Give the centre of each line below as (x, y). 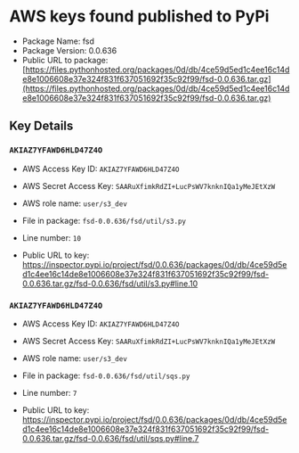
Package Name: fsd (58, 41)
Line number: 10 (52, 237)
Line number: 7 (49, 392)
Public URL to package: (65, 60)
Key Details (41, 126)
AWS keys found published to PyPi (139, 16)
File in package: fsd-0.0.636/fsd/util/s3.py (104, 220)
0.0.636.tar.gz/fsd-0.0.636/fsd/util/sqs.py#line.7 (110, 438)
